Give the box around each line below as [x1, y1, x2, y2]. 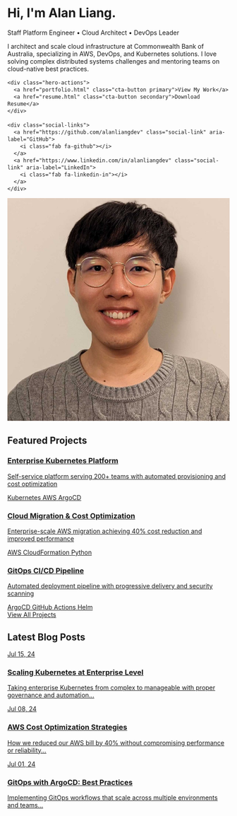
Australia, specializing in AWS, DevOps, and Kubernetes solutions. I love [7, 49, 217, 58]
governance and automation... [7, 691, 95, 699]
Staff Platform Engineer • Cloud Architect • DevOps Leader [7, 28, 180, 37]
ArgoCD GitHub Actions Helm [7, 603, 93, 612]
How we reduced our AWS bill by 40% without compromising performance [7, 738, 224, 747]
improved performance [7, 534, 75, 542]
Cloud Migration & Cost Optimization [7, 511, 135, 520]
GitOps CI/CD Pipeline [7, 566, 85, 576]
